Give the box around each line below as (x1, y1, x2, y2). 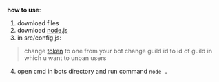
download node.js (17, 27, 68, 34)
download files (17, 19, 60, 27)
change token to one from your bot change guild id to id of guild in (23, 47, 212, 55)
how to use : (7, 6, 41, 14)
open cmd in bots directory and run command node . (17, 68, 168, 75)
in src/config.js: (17, 33, 62, 42)
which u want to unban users (23, 54, 107, 62)
